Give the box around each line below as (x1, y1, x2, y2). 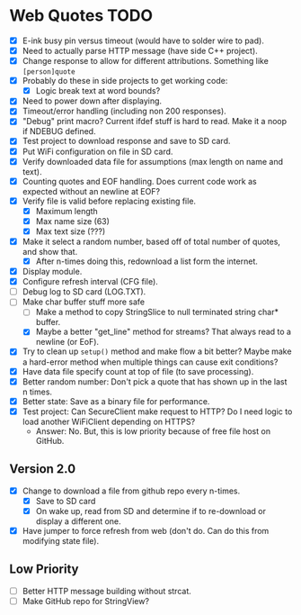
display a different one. (35, 515, 121, 527)
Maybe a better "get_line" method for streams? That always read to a (35, 326, 292, 338)
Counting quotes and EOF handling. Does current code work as (22, 176, 258, 186)
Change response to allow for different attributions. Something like (22, 56, 270, 67)
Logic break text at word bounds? (35, 86, 161, 96)
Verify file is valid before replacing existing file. (22, 195, 196, 206)
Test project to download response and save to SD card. (22, 136, 231, 147)
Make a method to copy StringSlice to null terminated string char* (35, 307, 279, 318)
